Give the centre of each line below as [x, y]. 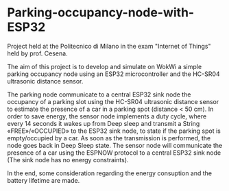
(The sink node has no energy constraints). [68, 160]
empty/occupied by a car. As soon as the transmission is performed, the [109, 138]
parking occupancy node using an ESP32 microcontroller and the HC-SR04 [114, 74]
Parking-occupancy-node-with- [101, 13]
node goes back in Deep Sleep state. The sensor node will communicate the [115, 145]
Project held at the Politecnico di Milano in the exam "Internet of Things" [109, 46]
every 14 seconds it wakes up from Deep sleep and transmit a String [104, 123]
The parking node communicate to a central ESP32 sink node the [99, 94]
